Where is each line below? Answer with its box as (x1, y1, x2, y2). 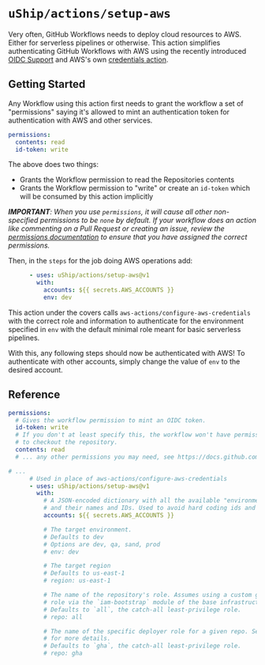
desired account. (8, 365, 63, 374)
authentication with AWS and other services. (8, 115, 153, 125)
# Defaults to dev (43, 533, 104, 541)
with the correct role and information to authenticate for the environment (8, 315, 244, 326)
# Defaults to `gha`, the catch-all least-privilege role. (43, 642, 242, 650)
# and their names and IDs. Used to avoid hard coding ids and (43, 504, 256, 512)
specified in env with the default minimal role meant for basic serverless (8, 324, 241, 334)
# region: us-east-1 (43, 576, 111, 585)
